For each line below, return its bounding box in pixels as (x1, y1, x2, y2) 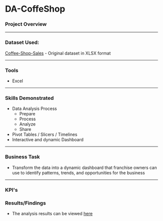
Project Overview (5, 21, 47, 28)
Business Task (5, 153, 40, 160)
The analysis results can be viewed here (12, 210, 93, 216)
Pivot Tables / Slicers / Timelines (12, 131, 78, 137)
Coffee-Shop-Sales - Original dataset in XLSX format (5, 50, 111, 56)
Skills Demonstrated (5, 95, 54, 101)
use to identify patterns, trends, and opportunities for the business (12, 169, 145, 176)
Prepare (19, 111, 35, 117)
